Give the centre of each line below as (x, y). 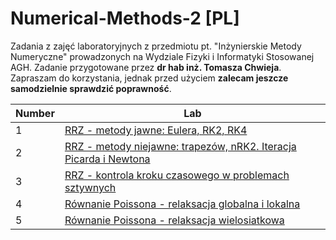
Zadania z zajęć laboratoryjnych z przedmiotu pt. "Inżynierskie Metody (156, 46)
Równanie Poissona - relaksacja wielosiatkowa (174, 220)
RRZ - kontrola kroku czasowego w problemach (177, 175)
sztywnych (90, 187)
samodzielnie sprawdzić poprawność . (91, 88)
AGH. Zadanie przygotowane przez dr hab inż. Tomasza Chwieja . (146, 67)
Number (35, 113)
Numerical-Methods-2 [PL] (125, 18)
